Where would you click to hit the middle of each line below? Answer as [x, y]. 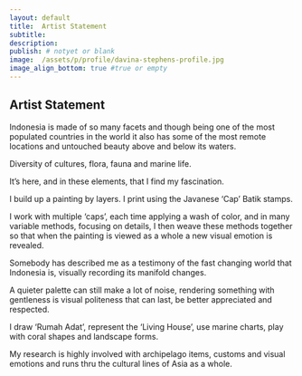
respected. [29, 309]
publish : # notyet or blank [62, 52]
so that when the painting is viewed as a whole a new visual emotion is [141, 236]
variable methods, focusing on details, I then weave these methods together [151, 226]
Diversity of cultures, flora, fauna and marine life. [100, 163]
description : [34, 43]
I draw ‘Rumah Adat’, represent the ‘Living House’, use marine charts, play [146, 326]
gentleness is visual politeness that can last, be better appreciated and [141, 299]
